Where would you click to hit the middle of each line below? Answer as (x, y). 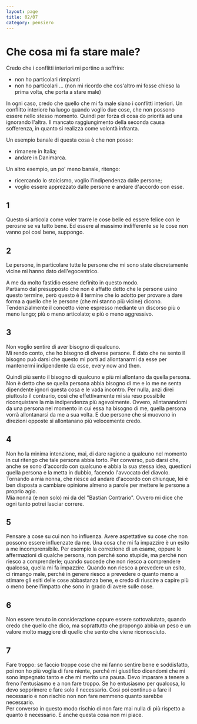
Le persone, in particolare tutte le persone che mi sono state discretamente (97, 265)
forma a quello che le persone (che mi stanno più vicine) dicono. (84, 301)
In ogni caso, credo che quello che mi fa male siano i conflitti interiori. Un (94, 103)
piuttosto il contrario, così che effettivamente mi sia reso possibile (86, 395)
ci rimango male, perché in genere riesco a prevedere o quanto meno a (92, 574)
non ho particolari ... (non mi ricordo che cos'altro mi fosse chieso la (97, 86)
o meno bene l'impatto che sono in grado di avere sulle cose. (80, 587)
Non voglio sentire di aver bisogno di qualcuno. (63, 346)
